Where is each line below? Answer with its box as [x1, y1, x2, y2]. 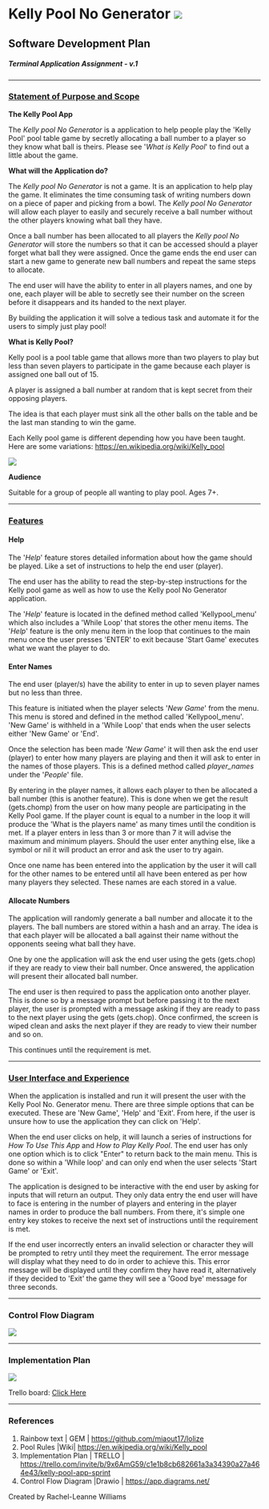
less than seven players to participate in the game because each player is [8, 361, 251, 371]
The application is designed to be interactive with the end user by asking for [8, 1182, 259, 1191]
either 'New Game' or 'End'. [8, 729, 99, 739]
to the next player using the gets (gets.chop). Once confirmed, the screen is [8, 1013, 259, 1022]
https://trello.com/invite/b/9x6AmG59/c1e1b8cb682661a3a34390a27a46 [19, 1459, 260, 1469]
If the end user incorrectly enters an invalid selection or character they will [8, 1239, 254, 1249]
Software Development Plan [8, 37, 151, 50]
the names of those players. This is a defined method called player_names [8, 761, 255, 771]
